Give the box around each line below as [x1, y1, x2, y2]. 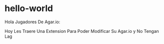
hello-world [4, 3, 54, 14]
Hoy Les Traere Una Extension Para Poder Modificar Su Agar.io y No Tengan [4, 28, 159, 34]
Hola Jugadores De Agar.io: [4, 19, 60, 25]
